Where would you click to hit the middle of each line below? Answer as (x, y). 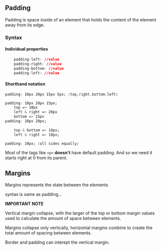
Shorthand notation (25, 84)
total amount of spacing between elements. (48, 233)
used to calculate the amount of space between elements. (63, 218)
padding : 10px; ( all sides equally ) (42, 143)
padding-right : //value (38, 64)
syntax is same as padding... (33, 195)
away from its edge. (25, 25)
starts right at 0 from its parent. (36, 158)
